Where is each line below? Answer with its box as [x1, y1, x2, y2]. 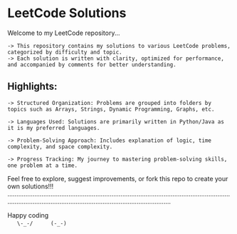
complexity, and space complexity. [7, 143, 113, 151]
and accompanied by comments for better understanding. [7, 61, 177, 68]
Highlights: [7, 81, 58, 93]
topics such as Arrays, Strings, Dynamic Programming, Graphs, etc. [7, 106, 215, 113]
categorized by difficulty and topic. [7, 49, 122, 56]
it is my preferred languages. [7, 124, 100, 131]
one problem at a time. [7, 162, 78, 169]
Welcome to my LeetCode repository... [7, 29, 120, 37]
